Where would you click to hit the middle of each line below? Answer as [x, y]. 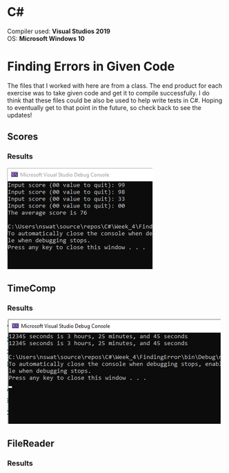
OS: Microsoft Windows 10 [46, 38]
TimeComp [32, 288]
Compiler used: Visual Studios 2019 [59, 31]
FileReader [31, 443]
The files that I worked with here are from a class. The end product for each [115, 85]
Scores [23, 137]
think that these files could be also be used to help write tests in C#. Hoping [115, 100]
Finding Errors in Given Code [91, 67]
